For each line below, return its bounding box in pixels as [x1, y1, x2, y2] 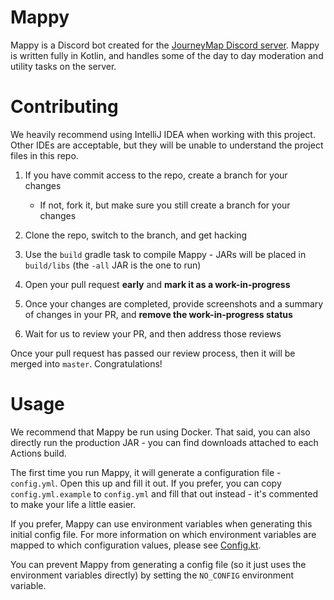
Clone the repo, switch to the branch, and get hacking [24, 229, 248, 241]
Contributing [10, 96, 119, 118]
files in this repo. [10, 149, 79, 161]
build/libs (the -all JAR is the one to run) [24, 259, 202, 271]
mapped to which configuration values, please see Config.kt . [10, 539, 262, 551]
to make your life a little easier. [10, 498, 137, 510]
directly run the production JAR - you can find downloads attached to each [10, 436, 319, 448]
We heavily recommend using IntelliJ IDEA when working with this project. [10, 128, 316, 140]
